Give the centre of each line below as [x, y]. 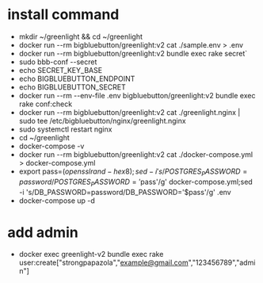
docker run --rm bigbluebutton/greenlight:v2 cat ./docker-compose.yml [136, 154]
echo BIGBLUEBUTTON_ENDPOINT [77, 78]
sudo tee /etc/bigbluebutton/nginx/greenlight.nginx [103, 120]
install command [63, 15]
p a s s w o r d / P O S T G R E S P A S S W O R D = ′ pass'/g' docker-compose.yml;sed [135, 182]
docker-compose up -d [57, 201]
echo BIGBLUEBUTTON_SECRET [72, 87]
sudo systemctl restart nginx [65, 129]
